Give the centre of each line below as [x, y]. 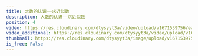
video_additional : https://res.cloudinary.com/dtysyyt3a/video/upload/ [96, 33]
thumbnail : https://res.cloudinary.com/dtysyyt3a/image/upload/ [87, 38]
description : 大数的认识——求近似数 [46, 17]
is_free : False [25, 44]
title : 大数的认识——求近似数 [38, 11]
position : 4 [21, 22]
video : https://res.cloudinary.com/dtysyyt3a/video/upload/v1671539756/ [97, 28]
